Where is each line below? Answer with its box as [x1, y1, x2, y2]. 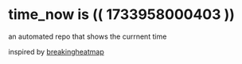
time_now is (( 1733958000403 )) [8, 6, 235, 24]
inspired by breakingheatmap [8, 47, 105, 56]
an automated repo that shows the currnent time [8, 32, 167, 41]
